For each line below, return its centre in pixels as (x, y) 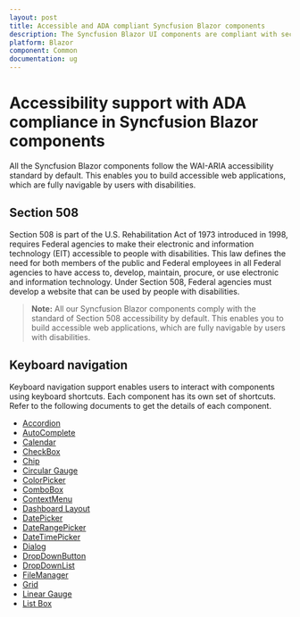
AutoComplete (49, 432)
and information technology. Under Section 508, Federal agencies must (141, 281)
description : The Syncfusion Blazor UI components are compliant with (143, 34)
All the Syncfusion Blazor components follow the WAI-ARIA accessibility (142, 165)
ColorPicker (44, 479)
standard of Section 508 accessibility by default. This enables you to (157, 318)
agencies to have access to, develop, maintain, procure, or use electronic (144, 272)
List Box (37, 603)
